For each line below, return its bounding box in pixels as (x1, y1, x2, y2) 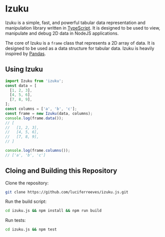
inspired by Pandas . (5, 51, 46, 57)
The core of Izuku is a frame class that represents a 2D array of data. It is (5, 40, 155, 46)
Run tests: (5, 217, 26, 223)
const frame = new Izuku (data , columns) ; (5, 111, 93, 116)
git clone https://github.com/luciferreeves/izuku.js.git (5, 189, 128, 194)
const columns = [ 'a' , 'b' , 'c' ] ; (5, 106, 77, 111)
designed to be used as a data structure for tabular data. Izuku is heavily (5, 45, 154, 51)
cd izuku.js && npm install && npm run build (5, 208, 101, 213)
